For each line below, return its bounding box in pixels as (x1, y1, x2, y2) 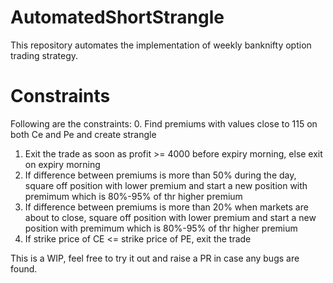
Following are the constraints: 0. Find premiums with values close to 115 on (10, 117, 318, 130)
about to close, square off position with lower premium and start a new (24, 211, 317, 223)
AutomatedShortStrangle (10, 6, 225, 29)
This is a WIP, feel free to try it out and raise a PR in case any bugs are (10, 252, 300, 264)
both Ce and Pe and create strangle (10, 128, 157, 140)
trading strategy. (10, 49, 79, 61)
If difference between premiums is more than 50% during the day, (24, 169, 297, 181)
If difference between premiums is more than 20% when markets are (24, 201, 309, 213)
